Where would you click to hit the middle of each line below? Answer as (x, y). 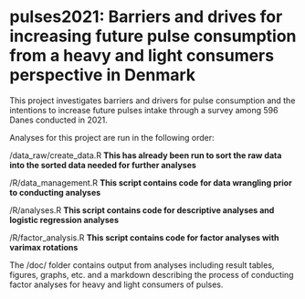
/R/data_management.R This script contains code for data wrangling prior (151, 182)
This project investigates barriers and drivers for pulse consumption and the (152, 100)
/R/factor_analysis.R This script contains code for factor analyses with (145, 237)
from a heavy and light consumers (142, 56)
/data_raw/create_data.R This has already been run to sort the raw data (146, 155)
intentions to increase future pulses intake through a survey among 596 (144, 110)
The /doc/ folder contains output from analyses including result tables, (142, 265)
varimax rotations (44, 247)
